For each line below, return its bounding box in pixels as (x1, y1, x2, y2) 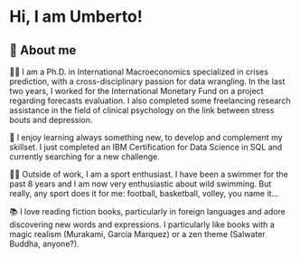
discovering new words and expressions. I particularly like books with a (9, 219, 276, 230)
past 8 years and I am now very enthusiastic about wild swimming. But (9, 178, 272, 189)
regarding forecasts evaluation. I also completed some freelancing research (9, 95, 291, 106)
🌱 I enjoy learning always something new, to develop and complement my (9, 132, 283, 142)
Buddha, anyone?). (9, 238, 80, 249)
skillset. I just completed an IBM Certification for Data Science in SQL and (9, 142, 283, 152)
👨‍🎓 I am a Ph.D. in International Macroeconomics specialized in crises (9, 66, 269, 77)
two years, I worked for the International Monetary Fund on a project (9, 86, 264, 96)
